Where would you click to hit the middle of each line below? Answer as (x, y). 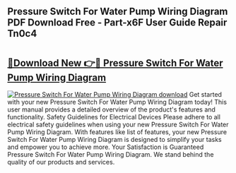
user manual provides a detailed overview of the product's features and (111, 109)
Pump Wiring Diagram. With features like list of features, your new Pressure (117, 132)
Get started (206, 94)
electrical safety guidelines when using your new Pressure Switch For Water (118, 124)
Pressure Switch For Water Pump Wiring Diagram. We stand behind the (111, 154)
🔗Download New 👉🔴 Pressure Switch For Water (115, 63)
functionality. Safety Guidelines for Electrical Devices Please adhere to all (114, 117)
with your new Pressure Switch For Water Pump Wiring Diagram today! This (117, 102)
